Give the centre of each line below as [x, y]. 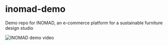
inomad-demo [35, 9]
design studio [19, 28]
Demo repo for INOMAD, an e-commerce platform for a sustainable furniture [84, 23]
